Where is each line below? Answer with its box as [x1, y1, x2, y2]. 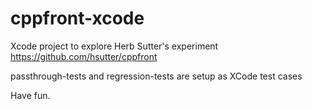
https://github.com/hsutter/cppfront [10, 50, 158, 62]
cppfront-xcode [10, 7, 145, 30]
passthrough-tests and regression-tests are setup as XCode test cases [10, 70, 303, 82]
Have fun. [10, 89, 51, 101]
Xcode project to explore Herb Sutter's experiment [10, 40, 219, 52]
